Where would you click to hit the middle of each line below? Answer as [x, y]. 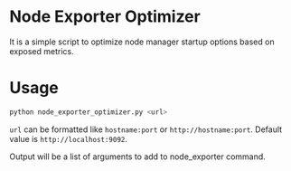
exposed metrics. [42, 51]
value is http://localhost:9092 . [69, 138]
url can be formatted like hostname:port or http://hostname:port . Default [146, 129]
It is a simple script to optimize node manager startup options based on [142, 42]
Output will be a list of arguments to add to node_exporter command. [138, 157]
